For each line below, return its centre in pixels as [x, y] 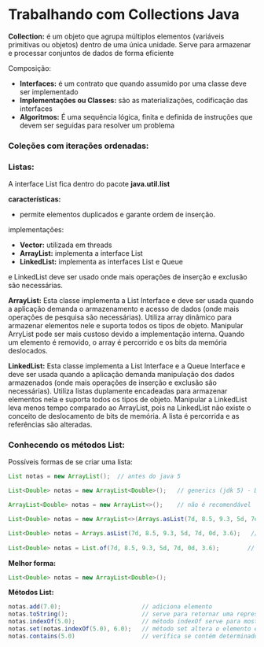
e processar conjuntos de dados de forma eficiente [91, 53]
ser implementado [49, 91]
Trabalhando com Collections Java [124, 15]
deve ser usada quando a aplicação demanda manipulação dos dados [121, 375]
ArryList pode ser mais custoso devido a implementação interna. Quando [126, 334]
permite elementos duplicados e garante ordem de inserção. [117, 215]
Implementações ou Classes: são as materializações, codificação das [134, 100]
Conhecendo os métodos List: [67, 445]
